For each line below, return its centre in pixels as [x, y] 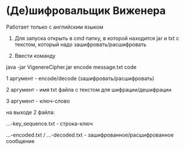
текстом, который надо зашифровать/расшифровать [80, 44]
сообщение [20, 141]
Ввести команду [35, 55]
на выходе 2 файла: [30, 112]
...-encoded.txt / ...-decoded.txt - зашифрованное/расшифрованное [90, 135]
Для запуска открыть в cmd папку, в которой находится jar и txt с [97, 38]
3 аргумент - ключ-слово [38, 101]
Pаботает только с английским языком [55, 27]
